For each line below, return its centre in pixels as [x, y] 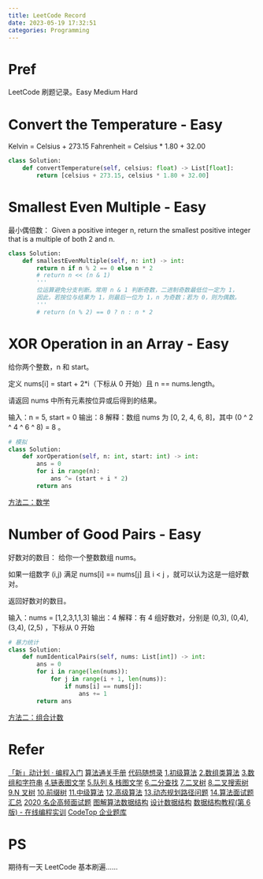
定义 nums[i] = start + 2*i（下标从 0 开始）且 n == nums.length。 [113, 383]
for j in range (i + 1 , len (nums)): [109, 679]
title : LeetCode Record [47, 15]
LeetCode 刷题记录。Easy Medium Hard [73, 92]
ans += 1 [93, 693]
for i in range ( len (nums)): [82, 672]
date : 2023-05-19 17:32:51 [52, 23]
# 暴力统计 [24, 642]
